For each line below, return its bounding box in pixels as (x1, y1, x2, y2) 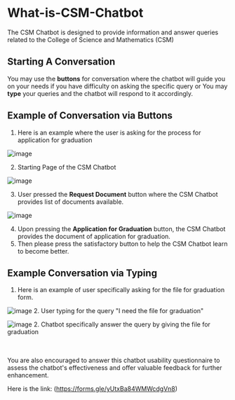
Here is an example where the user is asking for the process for (17, 128, 201, 137)
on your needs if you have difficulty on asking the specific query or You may (7, 82, 228, 90)
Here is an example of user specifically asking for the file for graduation (17, 286, 225, 294)
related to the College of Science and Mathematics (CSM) (7, 35, 174, 43)
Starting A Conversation (7, 56, 116, 68)
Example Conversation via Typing (7, 267, 158, 279)
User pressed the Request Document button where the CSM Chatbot (17, 190, 218, 198)
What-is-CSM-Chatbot (7, 5, 144, 21)
